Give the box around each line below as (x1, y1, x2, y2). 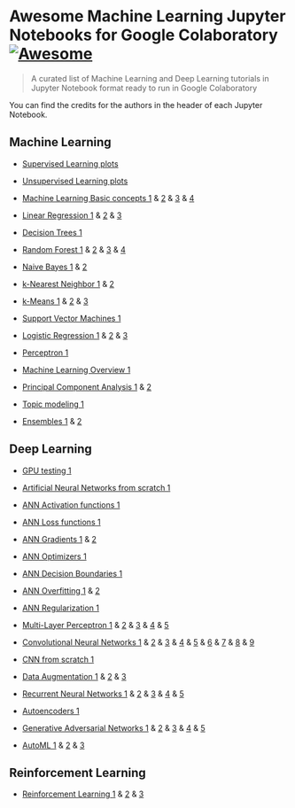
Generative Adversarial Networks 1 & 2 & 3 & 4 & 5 (21, 722, 206, 733)
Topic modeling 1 (21, 399, 84, 409)
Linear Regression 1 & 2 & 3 (21, 210, 122, 221)
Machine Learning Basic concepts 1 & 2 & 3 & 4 (21, 192, 195, 203)
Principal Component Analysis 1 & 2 (21, 381, 152, 392)
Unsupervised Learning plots (21, 175, 128, 186)
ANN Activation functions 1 (21, 499, 120, 510)
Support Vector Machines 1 (21, 313, 121, 323)
